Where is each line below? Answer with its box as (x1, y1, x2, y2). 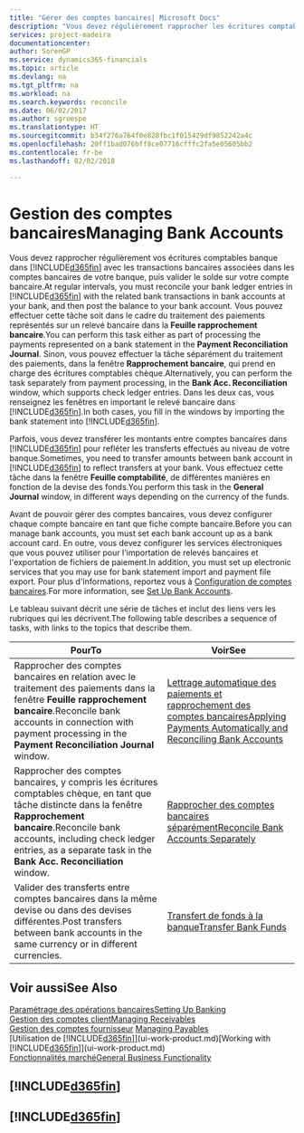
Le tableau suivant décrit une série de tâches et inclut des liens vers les (9, 603, 276, 614)
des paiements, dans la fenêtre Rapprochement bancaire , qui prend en (9, 359, 276, 370)
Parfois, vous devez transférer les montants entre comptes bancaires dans (9, 434, 288, 445)
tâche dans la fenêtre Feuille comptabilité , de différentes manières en (9, 472, 271, 483)
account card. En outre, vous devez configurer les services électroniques (9, 538, 283, 549)
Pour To (70, 644, 102, 657)
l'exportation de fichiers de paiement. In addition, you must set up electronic (9, 557, 292, 568)
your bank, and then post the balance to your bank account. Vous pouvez (9, 301, 283, 312)
